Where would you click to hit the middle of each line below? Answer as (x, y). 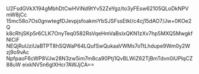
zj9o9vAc (18, 52)
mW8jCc (17, 15)
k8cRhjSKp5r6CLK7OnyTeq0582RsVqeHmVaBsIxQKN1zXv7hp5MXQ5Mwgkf (99, 33)
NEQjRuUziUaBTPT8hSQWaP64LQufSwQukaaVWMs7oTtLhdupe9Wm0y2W (98, 46)
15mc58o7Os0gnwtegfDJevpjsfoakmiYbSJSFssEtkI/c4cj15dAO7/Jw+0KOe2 (99, 21)
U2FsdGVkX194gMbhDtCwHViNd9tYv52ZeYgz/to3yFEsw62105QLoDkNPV (97, 9)
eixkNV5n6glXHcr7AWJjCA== (58, 65)
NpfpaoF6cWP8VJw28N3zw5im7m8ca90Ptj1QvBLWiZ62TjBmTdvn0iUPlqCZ (99, 58)
